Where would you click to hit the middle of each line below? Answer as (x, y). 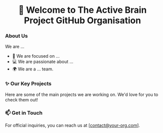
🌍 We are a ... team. (33, 69)
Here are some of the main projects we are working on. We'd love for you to (82, 94)
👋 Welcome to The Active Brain (82, 10)
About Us (16, 36)
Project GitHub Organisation (82, 20)
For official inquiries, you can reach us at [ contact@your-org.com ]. (73, 126)
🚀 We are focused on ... (36, 56)
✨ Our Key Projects (28, 84)
